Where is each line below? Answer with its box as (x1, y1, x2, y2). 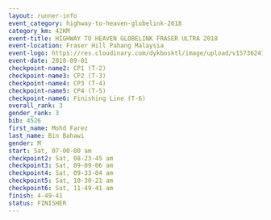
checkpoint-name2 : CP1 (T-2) (8, 64, 106, 73)
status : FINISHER (8, 199, 67, 207)
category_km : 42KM (8, 27, 70, 35)
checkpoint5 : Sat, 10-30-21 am (8, 176, 114, 185)
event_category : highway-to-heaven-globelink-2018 (8, 19, 182, 27)
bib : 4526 (8, 117, 42, 125)
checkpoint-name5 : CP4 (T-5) (8, 86, 106, 95)
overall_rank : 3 (8, 102, 63, 110)
